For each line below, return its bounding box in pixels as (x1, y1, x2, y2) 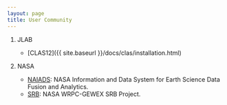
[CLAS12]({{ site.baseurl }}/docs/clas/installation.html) (27, 49, 182, 57)
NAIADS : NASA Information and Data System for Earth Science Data (27, 75, 220, 83)
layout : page (7, 10, 45, 17)
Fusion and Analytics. (27, 82, 89, 91)
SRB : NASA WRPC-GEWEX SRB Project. (27, 90, 141, 98)
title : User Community (7, 16, 72, 23)
